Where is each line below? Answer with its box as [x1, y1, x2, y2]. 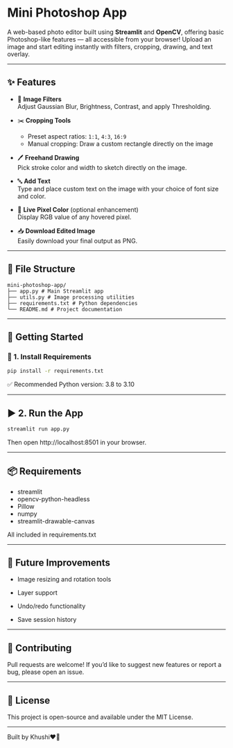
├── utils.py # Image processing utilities [7, 293, 135, 301]
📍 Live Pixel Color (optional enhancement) [17, 205, 139, 214]
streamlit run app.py [7, 425, 70, 433]
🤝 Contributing [7, 642, 72, 654]
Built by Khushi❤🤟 [7, 733, 60, 741]
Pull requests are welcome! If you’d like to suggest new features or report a [7, 661, 222, 669]
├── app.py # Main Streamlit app [7, 288, 104, 295]
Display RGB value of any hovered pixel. [17, 213, 132, 221]
